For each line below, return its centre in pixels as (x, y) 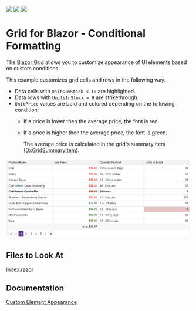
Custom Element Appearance (42, 302)
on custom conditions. (33, 68)
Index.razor (20, 269)
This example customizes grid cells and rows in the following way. (86, 80)
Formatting (34, 46)
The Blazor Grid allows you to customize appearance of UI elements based (97, 62)
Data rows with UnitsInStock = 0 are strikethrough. (77, 97)
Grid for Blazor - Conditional (76, 34)
